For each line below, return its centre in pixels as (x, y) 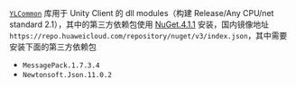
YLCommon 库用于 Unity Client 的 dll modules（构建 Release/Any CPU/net (142, 13)
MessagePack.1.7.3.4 (61, 65)
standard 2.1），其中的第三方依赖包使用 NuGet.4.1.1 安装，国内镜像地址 (139, 24)
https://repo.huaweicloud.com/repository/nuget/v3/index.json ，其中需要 (148, 35)
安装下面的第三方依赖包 (53, 47)
